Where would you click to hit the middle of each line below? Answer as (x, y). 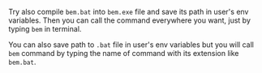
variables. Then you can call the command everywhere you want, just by (130, 20)
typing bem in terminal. (45, 29)
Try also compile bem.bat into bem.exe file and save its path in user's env (129, 12)
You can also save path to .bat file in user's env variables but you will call (131, 45)
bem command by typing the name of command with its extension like (124, 53)
